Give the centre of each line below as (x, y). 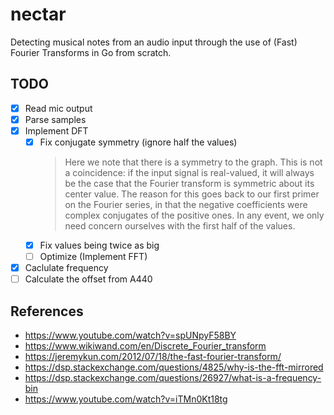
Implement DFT (56, 130)
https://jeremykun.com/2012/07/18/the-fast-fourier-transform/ (153, 357)
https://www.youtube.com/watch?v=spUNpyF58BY (130, 335)
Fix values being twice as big (99, 245)
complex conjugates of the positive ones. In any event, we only (194, 215)
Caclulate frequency (66, 268)
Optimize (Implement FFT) (93, 257)
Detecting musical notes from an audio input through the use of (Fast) (154, 42)
